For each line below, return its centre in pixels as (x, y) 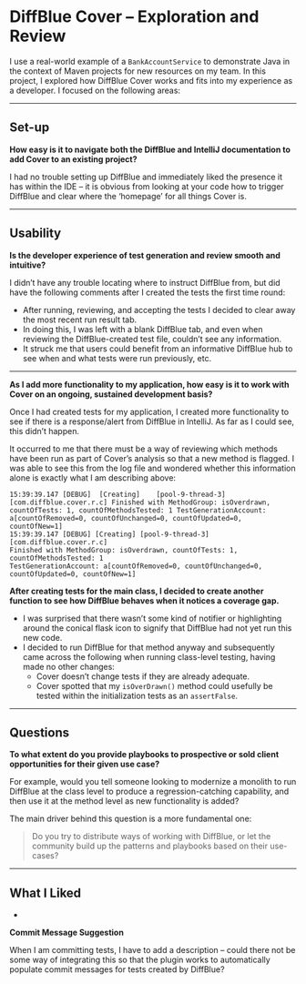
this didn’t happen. (45, 431)
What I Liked (46, 893)
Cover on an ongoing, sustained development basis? (111, 394)
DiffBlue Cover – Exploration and (134, 17)
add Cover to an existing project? (74, 159)
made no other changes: (69, 666)
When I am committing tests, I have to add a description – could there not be (153, 950)
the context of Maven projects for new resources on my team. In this (138, 71)
